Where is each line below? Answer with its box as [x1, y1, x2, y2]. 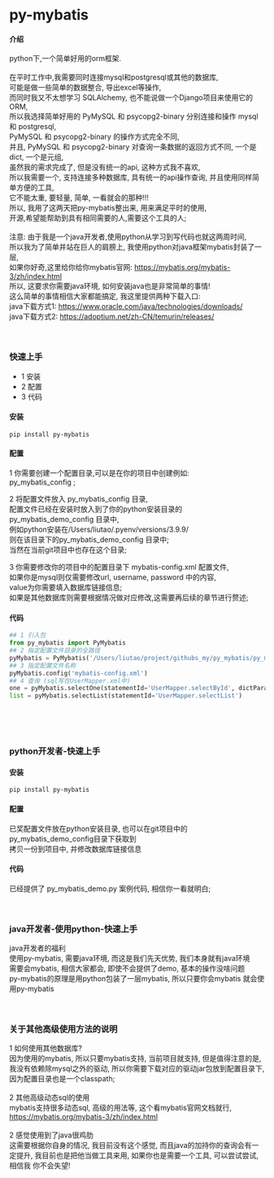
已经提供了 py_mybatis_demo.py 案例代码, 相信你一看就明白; [9, 884, 211, 893]
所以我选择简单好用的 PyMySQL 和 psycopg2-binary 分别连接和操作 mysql [9, 111, 259, 121]
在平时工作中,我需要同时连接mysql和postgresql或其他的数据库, [9, 72, 219, 82]
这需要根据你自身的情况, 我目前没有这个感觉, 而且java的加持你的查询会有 [9, 1141, 252, 1150]
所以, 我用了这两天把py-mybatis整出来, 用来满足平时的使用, [9, 203, 207, 213]
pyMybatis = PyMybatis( [9, 654, 90, 662]
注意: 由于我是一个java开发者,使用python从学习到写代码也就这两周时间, [9, 232, 247, 241]
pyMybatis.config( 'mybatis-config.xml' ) [9, 669, 149, 677]
